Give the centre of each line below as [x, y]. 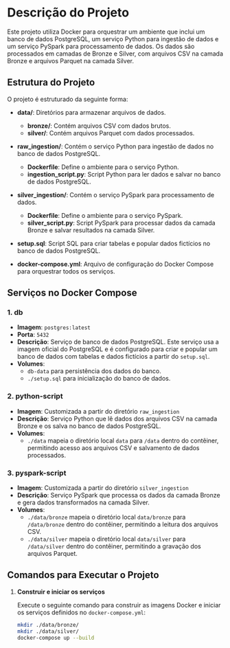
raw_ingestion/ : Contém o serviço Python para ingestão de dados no [115, 146]
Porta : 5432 [33, 335]
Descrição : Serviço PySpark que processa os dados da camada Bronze [119, 495]
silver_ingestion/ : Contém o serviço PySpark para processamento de [116, 194]
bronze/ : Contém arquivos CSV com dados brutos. [99, 126]
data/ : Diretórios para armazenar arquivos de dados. [91, 112]
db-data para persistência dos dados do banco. [94, 371]
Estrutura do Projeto [51, 83]
